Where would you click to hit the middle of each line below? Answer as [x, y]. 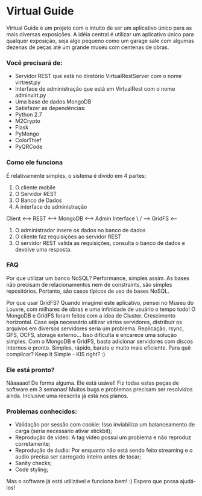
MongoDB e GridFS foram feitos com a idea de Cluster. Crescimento [91, 315]
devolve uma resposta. [43, 249]
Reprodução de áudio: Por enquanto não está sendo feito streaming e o [104, 450]
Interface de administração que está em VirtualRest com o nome [95, 89]
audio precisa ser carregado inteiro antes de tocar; [78, 457]
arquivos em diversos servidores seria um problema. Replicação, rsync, [95, 328]
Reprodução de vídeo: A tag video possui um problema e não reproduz [103, 437]
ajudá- [188, 481]
